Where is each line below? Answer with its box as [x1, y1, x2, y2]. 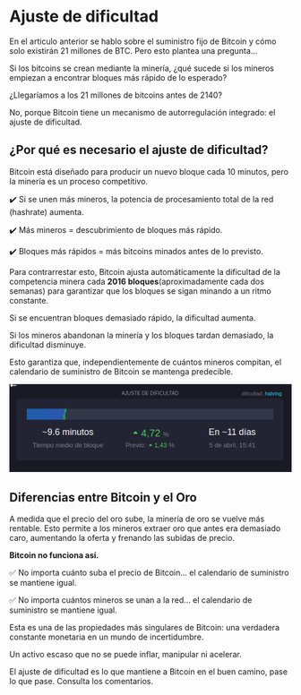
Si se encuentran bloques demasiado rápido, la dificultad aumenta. [9, 312, 256, 323]
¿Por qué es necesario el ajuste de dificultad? [9, 142, 269, 158]
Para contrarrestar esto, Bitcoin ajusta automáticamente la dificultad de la [9, 266, 280, 277]
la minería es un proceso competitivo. [9, 176, 149, 186]
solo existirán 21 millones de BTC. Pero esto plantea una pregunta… [9, 45, 258, 56]
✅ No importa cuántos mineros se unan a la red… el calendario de [9, 594, 253, 605]
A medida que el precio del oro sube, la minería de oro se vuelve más [9, 513, 265, 524]
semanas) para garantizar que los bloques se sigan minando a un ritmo [9, 285, 271, 296]
